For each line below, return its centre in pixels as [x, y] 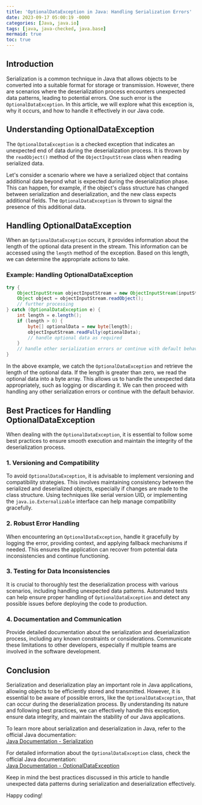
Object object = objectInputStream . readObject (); [81, 298]
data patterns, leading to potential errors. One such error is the [84, 97]
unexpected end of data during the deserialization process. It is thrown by [98, 150]
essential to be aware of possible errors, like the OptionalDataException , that [101, 697]
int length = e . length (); [50, 316]
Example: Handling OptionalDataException [70, 275]
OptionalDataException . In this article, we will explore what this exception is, [100, 104]
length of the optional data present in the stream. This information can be [97, 247]
